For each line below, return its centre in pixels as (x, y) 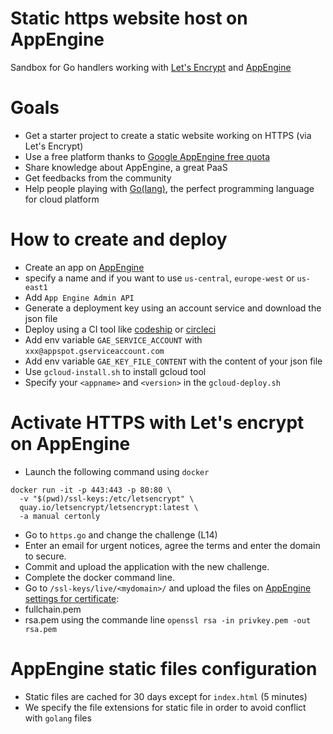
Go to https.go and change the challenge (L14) (121, 534)
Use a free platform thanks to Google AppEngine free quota (147, 156)
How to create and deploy (119, 239)
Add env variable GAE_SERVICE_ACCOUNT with (113, 339)
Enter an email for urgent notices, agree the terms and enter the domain (172, 545)
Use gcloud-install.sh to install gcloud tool (115, 371)
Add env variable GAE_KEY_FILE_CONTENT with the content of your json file (173, 361)
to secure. (45, 556)
